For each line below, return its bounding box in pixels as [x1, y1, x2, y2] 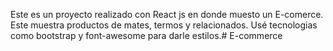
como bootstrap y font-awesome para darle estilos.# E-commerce [10, 30, 283, 41]
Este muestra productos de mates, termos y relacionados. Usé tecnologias [10, 19, 318, 31]
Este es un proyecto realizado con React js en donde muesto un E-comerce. [10, 9, 324, 20]
